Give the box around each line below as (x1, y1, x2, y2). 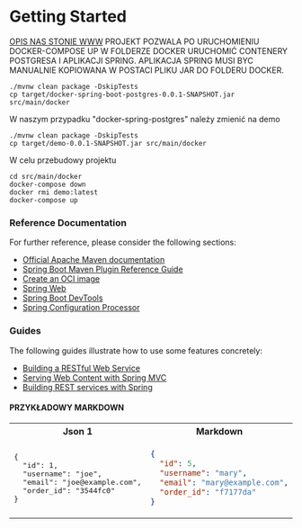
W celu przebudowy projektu (9, 155, 117, 166)
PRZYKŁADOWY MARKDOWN (9, 402, 124, 413)
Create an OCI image (22, 273, 101, 284)
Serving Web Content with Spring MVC (22, 371, 167, 383)
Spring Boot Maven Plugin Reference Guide (22, 264, 183, 275)
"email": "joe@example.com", (22, 477, 142, 487)
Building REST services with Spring (22, 381, 153, 392)
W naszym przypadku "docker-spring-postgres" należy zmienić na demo (9, 113, 280, 124)
